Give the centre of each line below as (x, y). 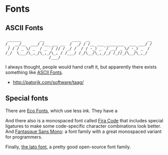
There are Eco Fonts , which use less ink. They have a (61, 110)
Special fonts (27, 98)
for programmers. (24, 137)
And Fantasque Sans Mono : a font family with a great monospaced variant (83, 131)
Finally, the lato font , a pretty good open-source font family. (68, 147)
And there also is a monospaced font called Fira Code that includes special (84, 120)
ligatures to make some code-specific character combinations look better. (83, 126)
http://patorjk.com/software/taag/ (48, 82)
